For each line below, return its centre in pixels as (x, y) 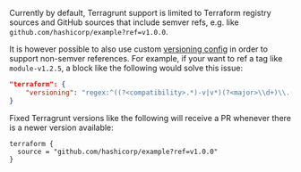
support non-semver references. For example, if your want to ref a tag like (146, 58)
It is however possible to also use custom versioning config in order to (139, 49)
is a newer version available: (61, 127)
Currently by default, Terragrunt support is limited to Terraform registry (140, 13)
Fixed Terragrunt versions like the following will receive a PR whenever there (150, 118)
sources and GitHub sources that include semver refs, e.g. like (124, 22)
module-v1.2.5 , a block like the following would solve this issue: (126, 68)
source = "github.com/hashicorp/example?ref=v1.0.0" (118, 152)
